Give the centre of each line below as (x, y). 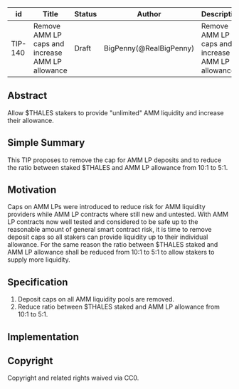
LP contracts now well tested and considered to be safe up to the (103, 222)
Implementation (43, 337)
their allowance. (31, 120)
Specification (38, 282)
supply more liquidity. (39, 260)
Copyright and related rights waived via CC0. (73, 378)
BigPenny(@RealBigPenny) (149, 48)
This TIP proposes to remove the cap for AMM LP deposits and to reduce (115, 160)
